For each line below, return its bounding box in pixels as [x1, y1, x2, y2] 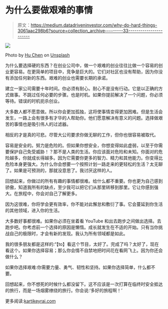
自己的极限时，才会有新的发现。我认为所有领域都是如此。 [9, 230, 128, 236]
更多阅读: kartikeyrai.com [5, 298, 56, 304]
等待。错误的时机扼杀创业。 [5, 98, 62, 104]
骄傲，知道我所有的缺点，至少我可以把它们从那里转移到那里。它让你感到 [5, 184, 154, 190]
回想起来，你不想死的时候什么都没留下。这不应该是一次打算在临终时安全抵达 [5, 281, 163, 287]
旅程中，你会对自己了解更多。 [18, 190, 80, 196]
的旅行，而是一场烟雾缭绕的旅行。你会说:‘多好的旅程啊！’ [5, 287, 122, 293]
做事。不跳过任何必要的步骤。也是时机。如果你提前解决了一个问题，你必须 [9, 91, 163, 97]
